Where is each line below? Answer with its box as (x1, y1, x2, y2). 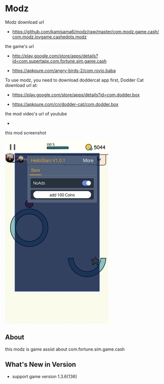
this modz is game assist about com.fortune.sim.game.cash (5, 346, 125, 352)
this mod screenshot (5, 129, 46, 135)
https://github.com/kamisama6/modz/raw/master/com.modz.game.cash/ (12, 28, 159, 34)
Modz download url (5, 19, 44, 25)
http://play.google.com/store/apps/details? (12, 52, 99, 59)
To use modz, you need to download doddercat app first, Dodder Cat (5, 77, 144, 83)
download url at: (5, 82, 38, 88)
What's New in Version (5, 360, 77, 369)
